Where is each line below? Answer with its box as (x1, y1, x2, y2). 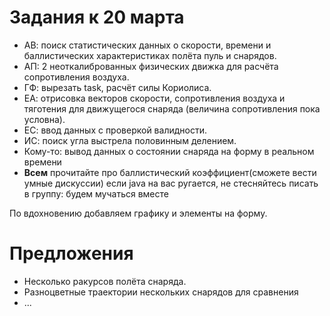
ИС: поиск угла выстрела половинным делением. (23, 134, 237, 146)
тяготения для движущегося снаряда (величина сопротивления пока (23, 102, 321, 115)
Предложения (9, 242, 134, 265)
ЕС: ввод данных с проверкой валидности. (23, 124, 207, 136)
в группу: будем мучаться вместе (23, 187, 169, 200)
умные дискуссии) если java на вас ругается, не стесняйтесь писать (23, 177, 319, 189)
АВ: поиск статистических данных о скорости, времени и (23, 39, 272, 51)
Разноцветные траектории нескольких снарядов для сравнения (23, 286, 299, 298)
